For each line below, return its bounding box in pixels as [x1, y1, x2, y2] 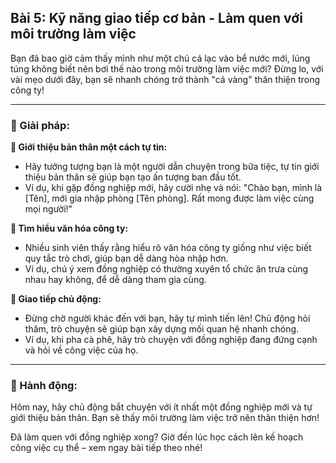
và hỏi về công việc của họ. [24, 344, 139, 356]
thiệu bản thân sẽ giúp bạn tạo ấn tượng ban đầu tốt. [24, 171, 242, 183]
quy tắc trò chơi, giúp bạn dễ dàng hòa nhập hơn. [24, 252, 229, 265]
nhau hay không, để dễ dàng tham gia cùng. [24, 274, 207, 286]
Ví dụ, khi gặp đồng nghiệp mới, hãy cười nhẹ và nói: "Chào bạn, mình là [24, 182, 323, 194]
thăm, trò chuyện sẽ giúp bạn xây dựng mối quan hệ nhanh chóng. [24, 323, 300, 335]
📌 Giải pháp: [10, 118, 70, 132]
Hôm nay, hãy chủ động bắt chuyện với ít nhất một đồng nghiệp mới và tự [10, 401, 313, 413]
